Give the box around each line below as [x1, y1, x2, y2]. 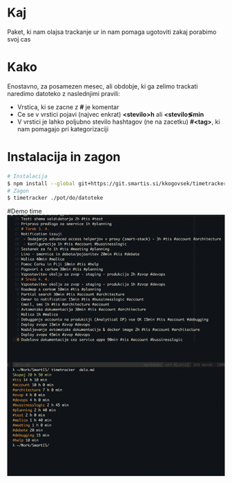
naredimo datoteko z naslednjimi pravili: [7, 89, 121, 97]
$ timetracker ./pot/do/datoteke [7, 195, 104, 202]
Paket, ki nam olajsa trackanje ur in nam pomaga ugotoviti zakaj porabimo [7, 28, 217, 36]
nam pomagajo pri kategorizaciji [17, 124, 109, 133]
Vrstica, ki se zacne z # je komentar [17, 102, 119, 111]
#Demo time [7, 207, 43, 216]
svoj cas [7, 35, 31, 43]
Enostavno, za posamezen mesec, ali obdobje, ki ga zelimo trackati [7, 82, 198, 91]
